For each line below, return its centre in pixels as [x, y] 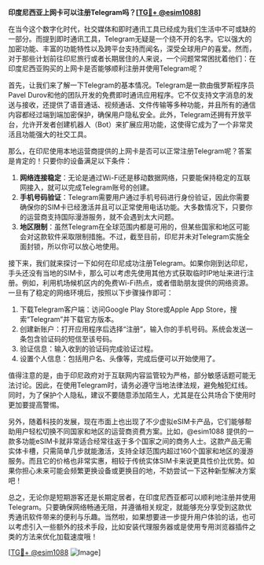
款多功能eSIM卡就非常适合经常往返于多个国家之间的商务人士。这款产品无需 [130, 441]
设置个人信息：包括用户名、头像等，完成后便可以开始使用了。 [119, 358]
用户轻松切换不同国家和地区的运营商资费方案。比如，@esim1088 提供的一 [134, 431]
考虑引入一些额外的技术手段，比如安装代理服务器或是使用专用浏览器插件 [132, 527]
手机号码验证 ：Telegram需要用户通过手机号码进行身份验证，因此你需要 [134, 197]
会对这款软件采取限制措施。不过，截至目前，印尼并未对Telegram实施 [131, 236]
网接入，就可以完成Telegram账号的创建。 [86, 187]
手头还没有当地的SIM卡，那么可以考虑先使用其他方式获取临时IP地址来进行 [128, 273]
